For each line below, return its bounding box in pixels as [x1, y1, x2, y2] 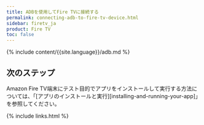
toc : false [6, 32, 34, 38]
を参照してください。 [6, 100, 60, 107]
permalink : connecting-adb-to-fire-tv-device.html [6, 15, 139, 21]
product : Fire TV [6, 26, 51, 32]
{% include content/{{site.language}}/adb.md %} [6, 48, 130, 55]
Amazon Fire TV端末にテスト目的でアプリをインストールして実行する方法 [6, 85, 192, 92]
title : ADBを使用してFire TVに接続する [6, 9, 100, 15]
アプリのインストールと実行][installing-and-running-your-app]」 [37, 92, 198, 99]
